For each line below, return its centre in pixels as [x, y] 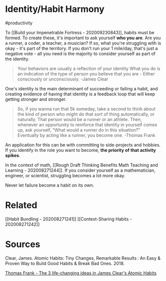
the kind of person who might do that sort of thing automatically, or [86, 114]
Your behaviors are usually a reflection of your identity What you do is [89, 69]
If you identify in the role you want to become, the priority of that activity [81, 150]
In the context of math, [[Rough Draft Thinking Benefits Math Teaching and [82, 165]
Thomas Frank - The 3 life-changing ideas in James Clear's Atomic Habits [81, 273]
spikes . [13, 155]
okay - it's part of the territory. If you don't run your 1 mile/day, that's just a [82, 48]
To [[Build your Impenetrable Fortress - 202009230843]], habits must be [80, 32]
